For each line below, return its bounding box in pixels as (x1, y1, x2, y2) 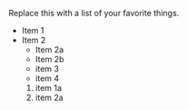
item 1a (35, 83, 63, 93)
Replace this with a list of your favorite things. (8, 8, 180, 18)
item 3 (35, 63, 60, 74)
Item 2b (35, 54, 64, 64)
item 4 (35, 73, 60, 84)
